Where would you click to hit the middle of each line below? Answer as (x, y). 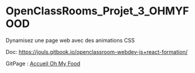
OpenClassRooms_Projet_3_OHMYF (97, 11)
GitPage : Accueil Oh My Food (43, 63)
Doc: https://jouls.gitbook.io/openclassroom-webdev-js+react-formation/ (97, 51)
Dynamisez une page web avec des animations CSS (70, 40)
